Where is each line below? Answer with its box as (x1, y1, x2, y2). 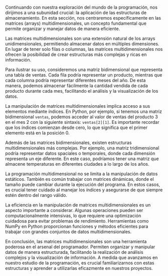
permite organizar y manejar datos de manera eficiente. (5, 26, 120, 32)
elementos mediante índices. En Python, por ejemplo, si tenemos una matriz (5, 108, 162, 114)
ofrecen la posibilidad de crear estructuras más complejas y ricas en (5, 51, 147, 57)
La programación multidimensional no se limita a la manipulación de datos (5, 171, 158, 177)
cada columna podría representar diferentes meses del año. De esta (5, 78, 146, 83)
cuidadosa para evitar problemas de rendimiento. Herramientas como (5, 218, 149, 224)
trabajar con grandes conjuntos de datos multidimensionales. (5, 229, 132, 235)
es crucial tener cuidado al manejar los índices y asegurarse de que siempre (5, 187, 163, 193)
